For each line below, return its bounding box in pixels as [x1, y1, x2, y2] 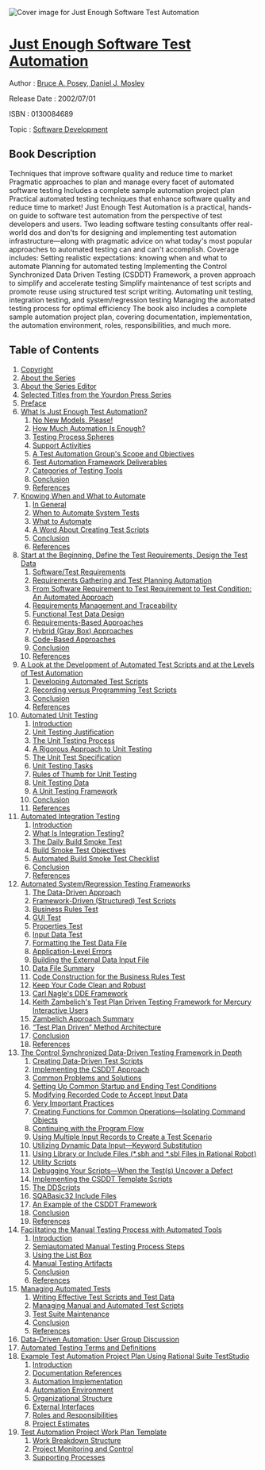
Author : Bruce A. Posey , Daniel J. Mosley [9, 78, 145, 87]
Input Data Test [32, 929, 83, 939]
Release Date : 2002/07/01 [9, 94, 96, 103]
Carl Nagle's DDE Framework [32, 988, 128, 998]
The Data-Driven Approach [32, 887, 121, 897]
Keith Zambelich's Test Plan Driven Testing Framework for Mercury [32, 997, 252, 1006]
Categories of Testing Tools [32, 465, 123, 475]
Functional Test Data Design [32, 609, 125, 618]
